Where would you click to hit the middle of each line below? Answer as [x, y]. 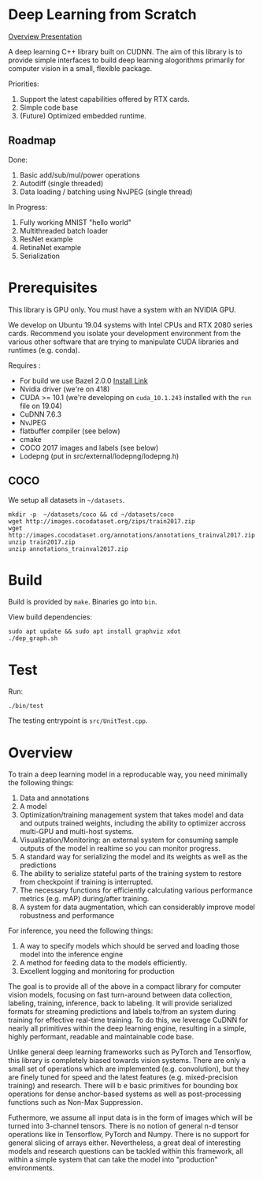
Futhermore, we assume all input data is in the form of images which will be [131, 1117]
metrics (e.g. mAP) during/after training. [84, 899]
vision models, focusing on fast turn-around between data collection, [120, 995]
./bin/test [26, 706]
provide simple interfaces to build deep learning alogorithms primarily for [127, 60]
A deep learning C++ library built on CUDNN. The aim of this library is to [125, 51]
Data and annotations [54, 798]
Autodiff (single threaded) [61, 183]
